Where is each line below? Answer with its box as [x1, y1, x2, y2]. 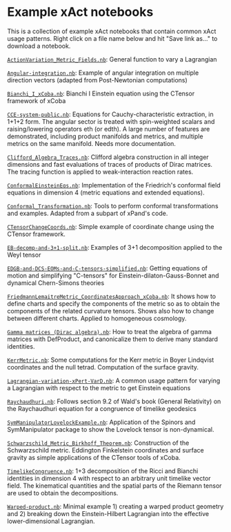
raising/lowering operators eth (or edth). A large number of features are [7, 125, 210, 133]
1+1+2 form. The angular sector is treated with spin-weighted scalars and [7, 117, 215, 125]
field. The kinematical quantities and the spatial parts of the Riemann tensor [7, 481, 222, 490]
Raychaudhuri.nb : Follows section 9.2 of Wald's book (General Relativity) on [7, 397, 221, 405]
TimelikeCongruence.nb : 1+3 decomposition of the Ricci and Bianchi [7, 466, 199, 475]
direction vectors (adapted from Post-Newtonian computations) [7, 75, 188, 84]
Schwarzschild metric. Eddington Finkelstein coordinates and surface [7, 446, 205, 454]
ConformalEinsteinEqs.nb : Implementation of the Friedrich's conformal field [7, 181, 221, 189]
